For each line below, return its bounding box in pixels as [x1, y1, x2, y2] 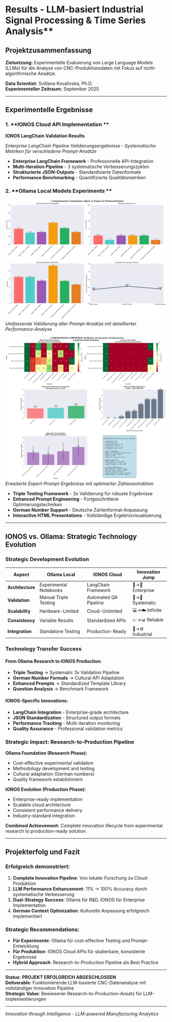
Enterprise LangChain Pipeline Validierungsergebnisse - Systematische [5, 142, 156, 148]
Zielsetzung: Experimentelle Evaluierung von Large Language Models [5, 60, 153, 65]
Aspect [13, 571, 30, 578]
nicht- [143, 65, 156, 71]
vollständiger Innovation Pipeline [5, 985, 74, 991]
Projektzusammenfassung [5, 46, 92, 54]
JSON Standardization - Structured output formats [12, 714, 121, 720]
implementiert [12, 913, 42, 919]
